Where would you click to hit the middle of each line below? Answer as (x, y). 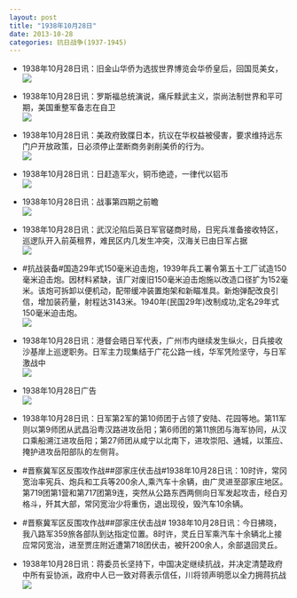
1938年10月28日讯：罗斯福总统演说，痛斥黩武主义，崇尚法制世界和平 (148, 96)
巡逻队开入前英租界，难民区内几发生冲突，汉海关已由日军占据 (135, 241)
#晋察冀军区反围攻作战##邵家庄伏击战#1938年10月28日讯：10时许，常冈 (155, 471)
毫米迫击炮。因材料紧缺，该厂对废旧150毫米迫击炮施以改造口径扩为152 (151, 280)
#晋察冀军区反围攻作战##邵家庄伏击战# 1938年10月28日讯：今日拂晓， (152, 523)
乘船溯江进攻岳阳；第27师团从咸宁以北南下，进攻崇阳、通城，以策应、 (159, 441)
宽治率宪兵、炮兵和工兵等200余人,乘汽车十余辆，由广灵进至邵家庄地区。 (155, 482)
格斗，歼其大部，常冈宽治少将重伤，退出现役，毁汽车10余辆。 (135, 504)
